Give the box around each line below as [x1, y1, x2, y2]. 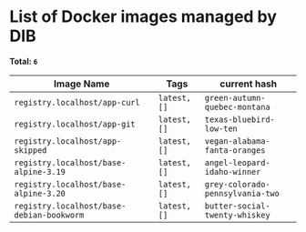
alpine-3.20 [14, 188, 66, 198]
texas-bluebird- [204, 114, 275, 125]
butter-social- [204, 200, 270, 211]
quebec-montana [204, 102, 270, 112]
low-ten [204, 123, 239, 134]
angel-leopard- [204, 157, 270, 167]
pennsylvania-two [204, 188, 280, 198]
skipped [14, 145, 47, 156]
